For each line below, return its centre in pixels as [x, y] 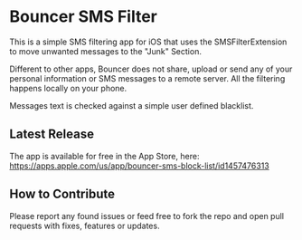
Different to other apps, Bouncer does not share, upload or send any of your [151, 69]
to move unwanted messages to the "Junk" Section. [105, 51]
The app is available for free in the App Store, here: [104, 156]
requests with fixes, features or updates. [85, 226]
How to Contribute [62, 194]
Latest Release [52, 134]
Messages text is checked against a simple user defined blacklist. [132, 105]
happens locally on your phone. [68, 88]
